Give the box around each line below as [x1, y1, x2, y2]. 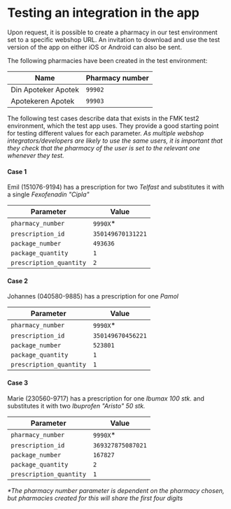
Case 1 [7, 167, 27, 175]
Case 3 [7, 378, 29, 387]
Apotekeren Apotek [10, 96, 75, 106]
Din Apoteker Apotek [10, 85, 79, 94]
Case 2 [7, 276, 28, 285]
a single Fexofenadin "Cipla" [7, 190, 90, 199]
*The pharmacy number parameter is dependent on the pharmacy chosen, [7, 486, 225, 494]
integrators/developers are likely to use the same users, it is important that [7, 136, 223, 145]
